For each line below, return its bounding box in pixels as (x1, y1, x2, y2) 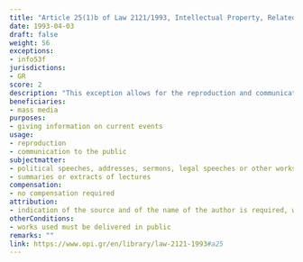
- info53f (9, 55, 47, 64)
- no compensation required (9, 189, 115, 198)
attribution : (9, 197, 59, 207)
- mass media (9, 105, 59, 114)
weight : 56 (9, 38, 50, 48)
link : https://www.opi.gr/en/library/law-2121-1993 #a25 (9, 239, 224, 248)
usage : (9, 131, 34, 140)
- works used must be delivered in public (9, 222, 171, 231)
